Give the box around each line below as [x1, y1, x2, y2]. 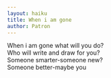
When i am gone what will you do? [7, 42, 104, 50]
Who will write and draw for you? [7, 49, 101, 57]
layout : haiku [7, 10, 48, 17]
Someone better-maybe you [7, 63, 87, 72]
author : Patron [7, 23, 51, 29]
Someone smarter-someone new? [7, 56, 103, 64]
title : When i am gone [7, 16, 72, 23]
